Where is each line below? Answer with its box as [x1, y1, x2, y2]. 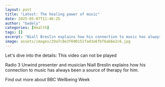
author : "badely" [5, 21, 41, 26]
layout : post [5, 7, 32, 12]
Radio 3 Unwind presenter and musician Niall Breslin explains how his [5, 62, 146, 67]
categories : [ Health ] [5, 25, 50, 30]
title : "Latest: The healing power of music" [5, 12, 100, 17]
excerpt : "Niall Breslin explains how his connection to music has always [5, 35, 162, 40]
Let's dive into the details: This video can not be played [5, 52, 117, 58]
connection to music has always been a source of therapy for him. [5, 67, 139, 73]
